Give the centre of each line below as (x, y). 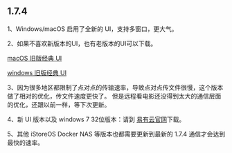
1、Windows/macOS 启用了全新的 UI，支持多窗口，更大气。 (92, 29)
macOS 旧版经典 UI (35, 58)
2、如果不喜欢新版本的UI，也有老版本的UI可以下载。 (82, 43)
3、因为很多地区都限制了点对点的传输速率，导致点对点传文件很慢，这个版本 (115, 87)
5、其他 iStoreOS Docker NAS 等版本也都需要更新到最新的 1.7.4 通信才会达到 (116, 134)
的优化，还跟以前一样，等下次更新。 (59, 104)
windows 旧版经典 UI (37, 72)
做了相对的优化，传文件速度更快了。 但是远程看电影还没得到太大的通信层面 (114, 96)
